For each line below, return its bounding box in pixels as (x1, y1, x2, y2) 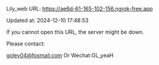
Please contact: (6, 40, 45, 47)
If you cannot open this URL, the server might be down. (6, 28, 144, 36)
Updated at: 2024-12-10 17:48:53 (6, 17, 89, 23)
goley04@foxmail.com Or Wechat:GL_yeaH (6, 52, 114, 59)
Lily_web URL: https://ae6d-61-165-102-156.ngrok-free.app (6, 5, 153, 12)
